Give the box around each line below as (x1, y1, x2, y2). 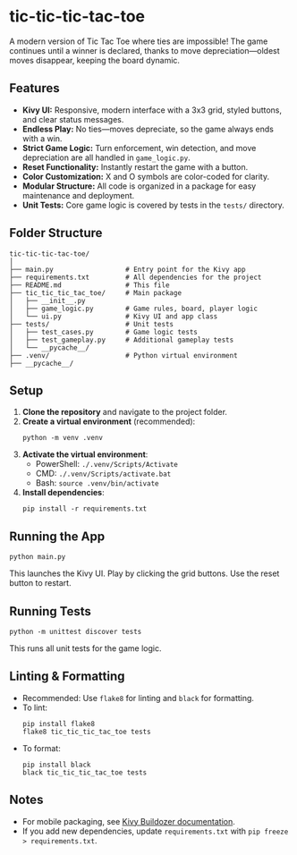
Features (9, 80, 60, 96)
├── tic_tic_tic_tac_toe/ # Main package (9, 288, 182, 297)
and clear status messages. (21, 114, 124, 124)
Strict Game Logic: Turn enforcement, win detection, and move (21, 142, 257, 153)
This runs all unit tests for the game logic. (9, 643, 162, 654)
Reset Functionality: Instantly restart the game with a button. (21, 161, 249, 172)
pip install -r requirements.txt (21, 504, 148, 513)
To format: (21, 742, 61, 753)
